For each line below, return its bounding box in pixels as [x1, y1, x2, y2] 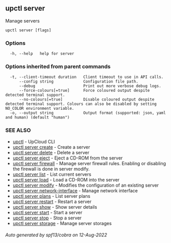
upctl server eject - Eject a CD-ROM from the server [12, 155, 123, 161]
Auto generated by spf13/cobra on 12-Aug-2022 [5, 232, 108, 238]
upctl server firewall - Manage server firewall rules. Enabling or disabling [12, 160, 166, 166]
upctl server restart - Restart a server [12, 198, 92, 205]
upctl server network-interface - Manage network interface [12, 187, 138, 194]
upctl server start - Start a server [12, 209, 83, 215]
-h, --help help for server [10, 51, 74, 56]
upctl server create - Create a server [12, 144, 91, 150]
